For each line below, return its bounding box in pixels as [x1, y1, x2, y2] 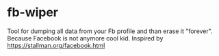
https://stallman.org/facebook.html [7, 41, 105, 49]
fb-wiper [7, 5, 59, 20]
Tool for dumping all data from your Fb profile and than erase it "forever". [7, 27, 214, 35]
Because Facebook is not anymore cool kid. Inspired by [7, 34, 164, 42]
